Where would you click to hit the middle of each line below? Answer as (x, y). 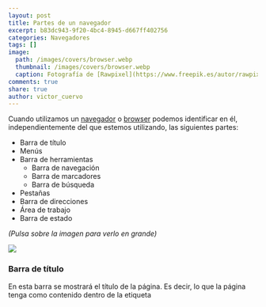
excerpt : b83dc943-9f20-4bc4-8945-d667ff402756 (88, 30)
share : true (28, 89)
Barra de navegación (66, 168)
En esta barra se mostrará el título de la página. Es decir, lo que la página (127, 286)
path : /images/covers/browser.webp (74, 60)
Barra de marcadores (66, 176)
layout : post (30, 15)
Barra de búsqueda (63, 185)
